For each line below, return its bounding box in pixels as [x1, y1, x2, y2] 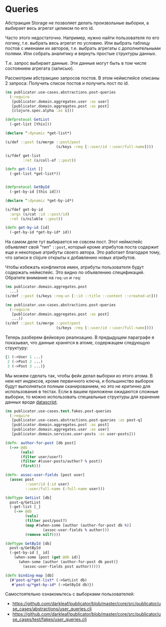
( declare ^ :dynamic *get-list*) [5, 131, 72, 136]
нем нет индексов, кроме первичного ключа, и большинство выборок [5, 378, 154, 384]
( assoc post [9, 477, 35, 482]
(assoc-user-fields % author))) [42, 527, 110, 532]
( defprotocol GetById [5, 185, 50, 190]
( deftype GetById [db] [5, 541, 52, 546]
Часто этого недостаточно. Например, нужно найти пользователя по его [5, 35, 160, 41]
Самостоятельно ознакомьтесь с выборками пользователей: [5, 591, 135, 597]
